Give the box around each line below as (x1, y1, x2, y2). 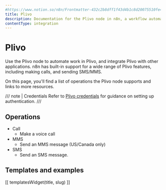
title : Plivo (5, 12, 32, 17)
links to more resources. (5, 84, 54, 90)
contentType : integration (5, 21, 58, 26)
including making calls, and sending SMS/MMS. (5, 69, 102, 75)
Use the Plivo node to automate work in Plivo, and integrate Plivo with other (5, 59, 159, 64)
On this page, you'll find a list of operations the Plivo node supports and (5, 78, 151, 84)
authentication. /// (5, 98, 42, 104)
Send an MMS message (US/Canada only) (19, 141, 106, 147)
